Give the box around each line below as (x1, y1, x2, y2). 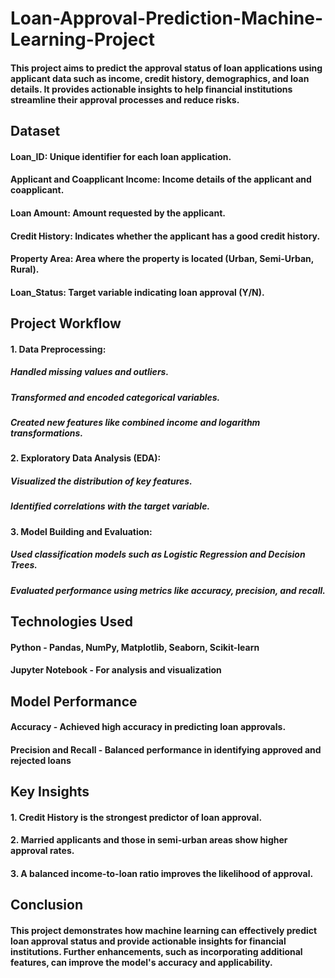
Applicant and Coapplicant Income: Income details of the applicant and (10, 173, 312, 186)
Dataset (10, 123, 61, 140)
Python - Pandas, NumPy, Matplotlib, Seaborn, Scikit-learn (10, 641, 260, 653)
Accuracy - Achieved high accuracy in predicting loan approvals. (10, 721, 287, 733)
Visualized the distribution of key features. (10, 475, 193, 487)
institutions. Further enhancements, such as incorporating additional (10, 946, 303, 958)
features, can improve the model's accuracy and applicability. (10, 957, 273, 969)
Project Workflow (10, 315, 122, 332)
